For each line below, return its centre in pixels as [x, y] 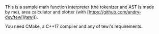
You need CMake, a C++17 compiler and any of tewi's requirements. [74, 26]
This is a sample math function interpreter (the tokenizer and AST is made [80, 7]
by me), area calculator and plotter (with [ [47, 12]
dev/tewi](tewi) [20, 17]
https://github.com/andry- [115, 12]
